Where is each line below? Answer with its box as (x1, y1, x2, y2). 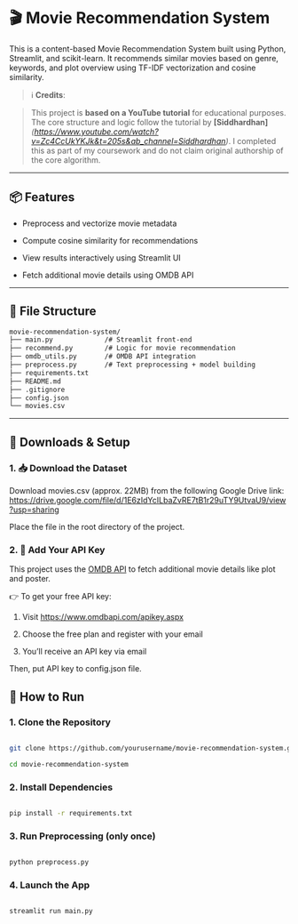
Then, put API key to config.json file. (9, 663, 142, 674)
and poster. (9, 574, 51, 584)
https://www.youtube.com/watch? (34, 126, 160, 137)
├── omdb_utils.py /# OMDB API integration (9, 352, 197, 361)
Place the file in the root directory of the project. (9, 522, 185, 532)
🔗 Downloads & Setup (9, 434, 130, 450)
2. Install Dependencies (9, 781, 114, 793)
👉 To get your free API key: (9, 591, 112, 602)
